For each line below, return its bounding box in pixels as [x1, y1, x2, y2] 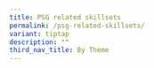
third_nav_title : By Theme [9, 46, 109, 55]
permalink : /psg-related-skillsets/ [9, 21, 145, 30]
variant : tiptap [9, 29, 69, 38]
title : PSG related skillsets [9, 12, 122, 22]
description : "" [9, 37, 69, 47]
